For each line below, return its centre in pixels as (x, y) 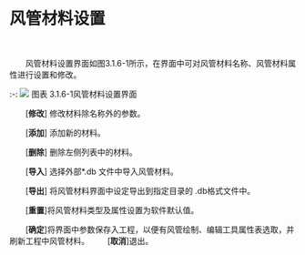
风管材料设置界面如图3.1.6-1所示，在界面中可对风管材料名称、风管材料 (157, 63)
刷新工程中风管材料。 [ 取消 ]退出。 (81, 240)
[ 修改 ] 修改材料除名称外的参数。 (86, 113)
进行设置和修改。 (49, 75)
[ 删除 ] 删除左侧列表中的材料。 (82, 152)
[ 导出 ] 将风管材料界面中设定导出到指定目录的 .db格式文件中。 (141, 190)
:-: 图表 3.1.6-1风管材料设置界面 (73, 94)
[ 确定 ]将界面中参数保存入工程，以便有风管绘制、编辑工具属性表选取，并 (160, 229)
